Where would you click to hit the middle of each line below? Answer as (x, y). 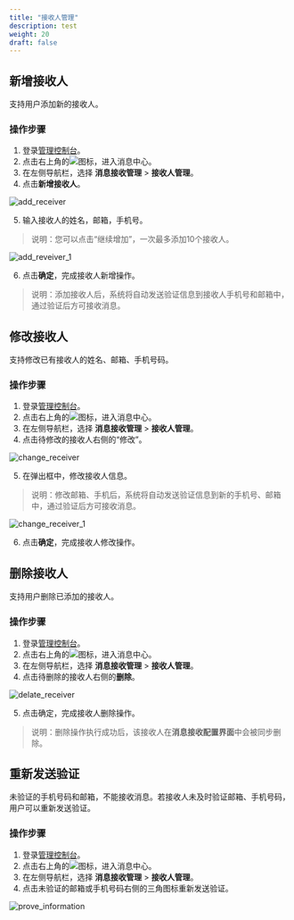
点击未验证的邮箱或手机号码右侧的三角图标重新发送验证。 (127, 888)
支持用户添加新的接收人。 (56, 105)
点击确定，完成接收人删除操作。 (81, 713)
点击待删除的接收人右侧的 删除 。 (81, 676)
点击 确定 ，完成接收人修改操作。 (81, 542)
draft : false (33, 42)
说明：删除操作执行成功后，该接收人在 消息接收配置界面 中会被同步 (152, 732)
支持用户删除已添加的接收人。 (64, 597)
